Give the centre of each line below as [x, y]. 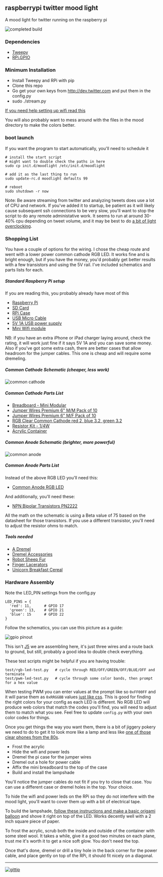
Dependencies [23, 42]
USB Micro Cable [29, 318]
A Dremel [21, 549]
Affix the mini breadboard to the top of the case [60, 767]
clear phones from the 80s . [32, 737]
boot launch [19, 138]
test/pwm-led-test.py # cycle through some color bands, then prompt [79, 679]
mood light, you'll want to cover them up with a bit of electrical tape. [73, 802]
